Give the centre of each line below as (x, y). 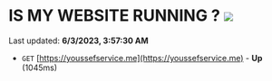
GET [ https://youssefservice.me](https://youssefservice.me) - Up (142, 58)
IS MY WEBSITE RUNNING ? (115, 16)
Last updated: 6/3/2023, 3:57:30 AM (78, 40)
